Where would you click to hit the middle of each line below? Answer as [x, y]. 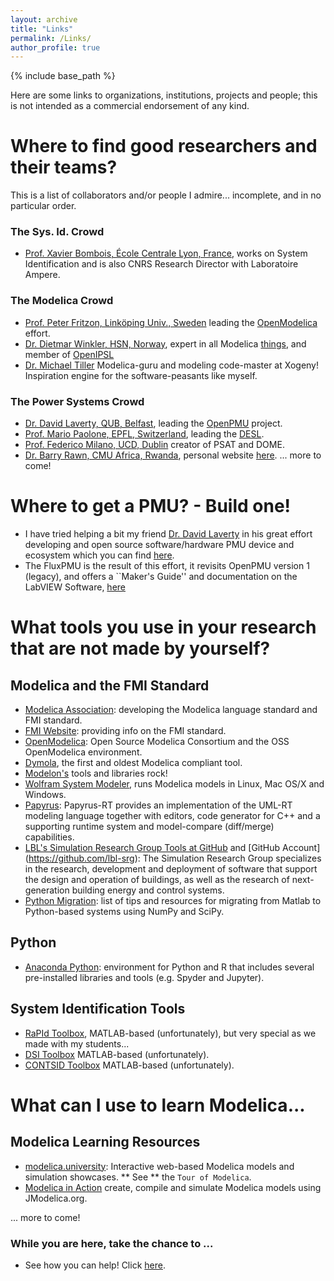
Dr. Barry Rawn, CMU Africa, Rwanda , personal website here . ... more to [173, 455]
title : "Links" [42, 29]
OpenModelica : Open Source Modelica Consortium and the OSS [157, 742]
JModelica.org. [56, 1198]
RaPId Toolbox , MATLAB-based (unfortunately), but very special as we [170, 1033]
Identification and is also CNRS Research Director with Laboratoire [161, 264]
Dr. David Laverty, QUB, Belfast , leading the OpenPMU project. [153, 423]
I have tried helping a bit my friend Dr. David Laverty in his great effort [168, 534]
